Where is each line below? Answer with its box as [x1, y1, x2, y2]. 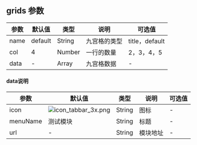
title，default [128, 37, 165, 45]
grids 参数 [6, 5, 44, 16]
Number [57, 48, 80, 56]
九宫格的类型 [86, 37, 123, 45]
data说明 [6, 77, 29, 85]
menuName [9, 117, 42, 126]
